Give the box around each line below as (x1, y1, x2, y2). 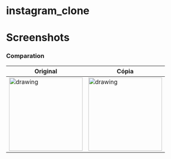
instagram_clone (6, 4, 90, 18)
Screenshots (6, 31, 70, 45)
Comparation (6, 52, 45, 60)
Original (34, 67, 58, 75)
